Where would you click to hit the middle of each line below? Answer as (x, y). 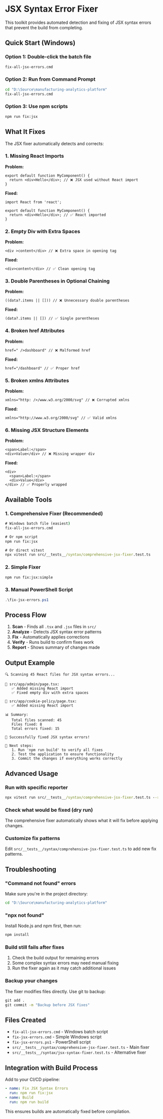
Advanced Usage (32, 774)
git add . (15, 1000)
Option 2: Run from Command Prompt (50, 79)
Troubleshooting (31, 869)
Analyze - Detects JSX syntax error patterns (57, 632)
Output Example (30, 662)
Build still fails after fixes (35, 947)
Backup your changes (31, 981)
